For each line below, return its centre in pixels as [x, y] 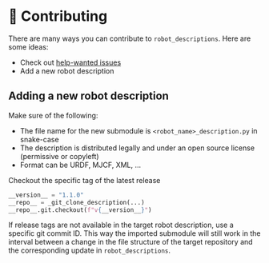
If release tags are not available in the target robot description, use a [121, 225]
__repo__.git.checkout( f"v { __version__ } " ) [80, 210]
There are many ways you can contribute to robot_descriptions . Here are [130, 38]
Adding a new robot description [89, 96]
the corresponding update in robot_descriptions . [89, 250]
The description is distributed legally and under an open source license [137, 148]
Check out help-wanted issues [70, 62]
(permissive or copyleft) [59, 156]
